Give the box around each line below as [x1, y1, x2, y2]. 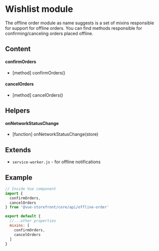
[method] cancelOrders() [12, 92, 63, 98]
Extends [5, 145, 31, 154]
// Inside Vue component [5, 186, 56, 191]
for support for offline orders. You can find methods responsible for [5, 25, 142, 31]
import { [5, 191, 23, 196]
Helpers [5, 107, 30, 115]
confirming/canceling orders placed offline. [5, 30, 94, 36]
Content [5, 45, 31, 53]
